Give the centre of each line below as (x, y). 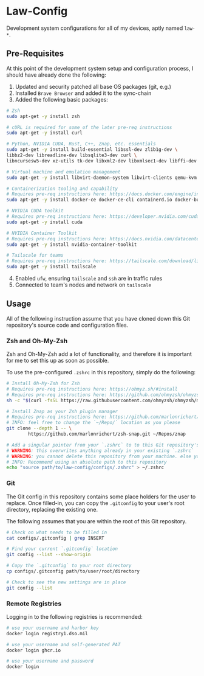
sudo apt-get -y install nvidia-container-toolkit (72, 245)
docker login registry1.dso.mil (47, 633)
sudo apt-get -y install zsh (43, 116)
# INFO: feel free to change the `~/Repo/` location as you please (93, 423)
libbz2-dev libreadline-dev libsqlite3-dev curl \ (72, 155)
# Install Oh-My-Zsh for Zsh (43, 384)
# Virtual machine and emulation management (63, 172)
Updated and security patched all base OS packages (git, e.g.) (93, 86)
